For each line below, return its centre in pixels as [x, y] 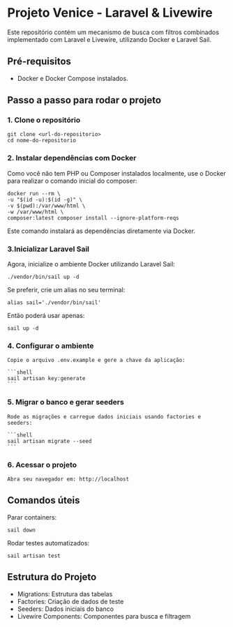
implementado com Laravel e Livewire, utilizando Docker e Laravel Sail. [109, 39]
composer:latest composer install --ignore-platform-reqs [93, 218]
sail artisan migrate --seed [50, 441]
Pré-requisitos [39, 62]
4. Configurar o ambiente [51, 345]
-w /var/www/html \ [36, 212]
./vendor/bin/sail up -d [43, 277]
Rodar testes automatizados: [48, 543]
